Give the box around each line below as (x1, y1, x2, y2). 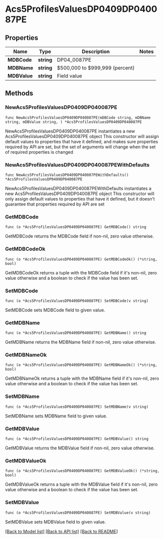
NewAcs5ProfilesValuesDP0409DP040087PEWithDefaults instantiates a (5, 185, 152, 191)
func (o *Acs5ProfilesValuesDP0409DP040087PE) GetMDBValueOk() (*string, (5, 469, 160, 473)
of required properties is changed (5, 149, 73, 155)
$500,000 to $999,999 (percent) (57, 65, 135, 71)
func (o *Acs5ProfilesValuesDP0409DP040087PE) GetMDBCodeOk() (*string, (5, 257, 158, 262)
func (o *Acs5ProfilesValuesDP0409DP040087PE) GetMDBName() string (5, 331, 147, 336)
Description (82, 48, 110, 55)
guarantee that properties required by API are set (5, 201, 105, 207)
